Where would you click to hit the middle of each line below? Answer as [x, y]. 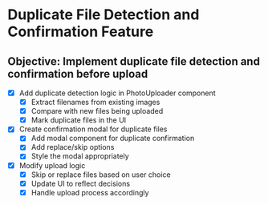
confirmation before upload [78, 74]
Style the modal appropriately [80, 156]
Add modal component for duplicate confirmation [113, 139]
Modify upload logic [52, 165]
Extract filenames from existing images [95, 102]
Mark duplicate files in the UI [79, 120]
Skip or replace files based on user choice [101, 175]
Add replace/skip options [73, 147]
